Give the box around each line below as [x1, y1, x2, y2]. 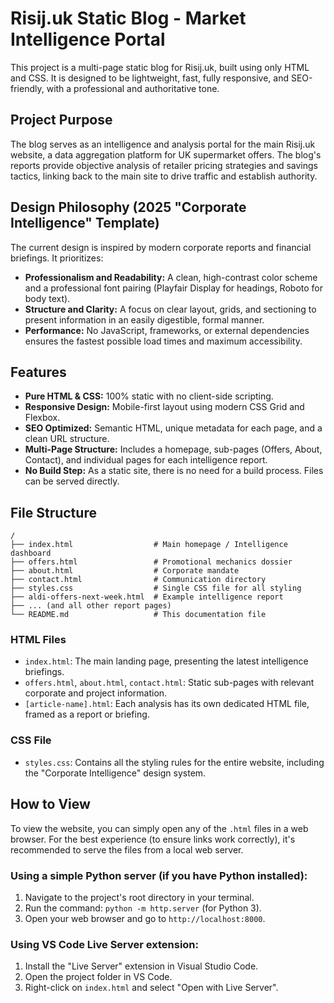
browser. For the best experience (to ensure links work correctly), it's [10, 833, 296, 845]
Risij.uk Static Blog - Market [10, 7, 247, 30]
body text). [24, 292, 71, 304]
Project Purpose [10, 112, 113, 129]
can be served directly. [24, 475, 120, 487]
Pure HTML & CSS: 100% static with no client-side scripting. [24, 390, 274, 402]
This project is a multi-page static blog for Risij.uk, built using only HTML [10, 61, 310, 73]
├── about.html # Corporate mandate [10, 566, 240, 576]
